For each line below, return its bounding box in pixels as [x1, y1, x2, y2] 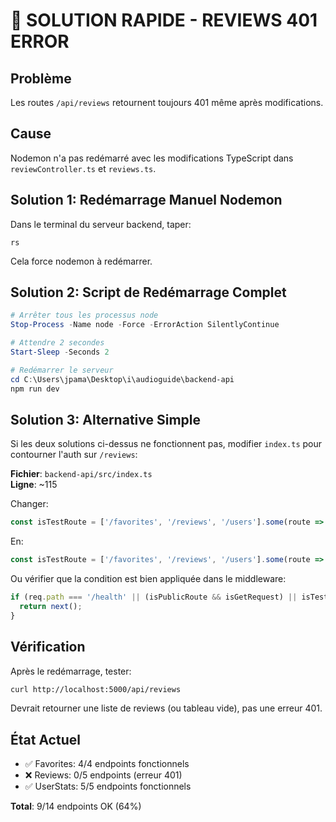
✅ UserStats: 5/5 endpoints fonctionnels [24, 780, 192, 793]
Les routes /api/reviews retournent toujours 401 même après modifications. [10, 97, 324, 108]
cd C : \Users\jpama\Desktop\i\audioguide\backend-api [10, 374, 235, 384]
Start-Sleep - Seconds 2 [10, 347, 110, 358]
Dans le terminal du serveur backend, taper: [10, 218, 192, 230]
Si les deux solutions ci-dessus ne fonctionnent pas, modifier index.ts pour [10, 438, 323, 450]
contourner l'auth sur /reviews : [10, 449, 138, 461]
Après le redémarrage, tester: [10, 665, 132, 677]
